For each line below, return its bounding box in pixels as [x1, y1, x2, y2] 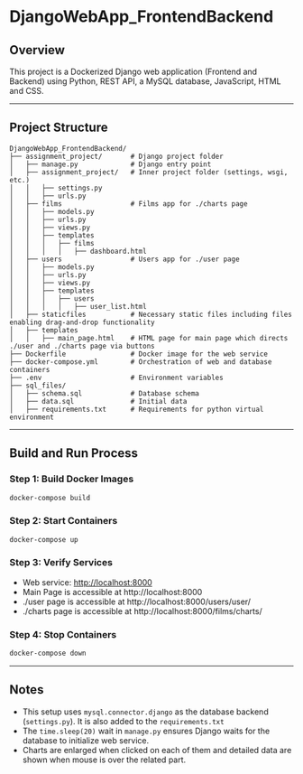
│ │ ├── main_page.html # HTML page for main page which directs [9, 333, 289, 342]
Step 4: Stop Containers [9, 628, 117, 640]
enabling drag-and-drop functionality [9, 318, 155, 327]
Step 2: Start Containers [9, 515, 118, 527]
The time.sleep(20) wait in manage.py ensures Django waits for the [22, 725, 271, 736]
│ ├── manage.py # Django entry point [9, 160, 212, 169]
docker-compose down [9, 648, 87, 658]
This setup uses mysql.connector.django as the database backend [22, 706, 269, 717]
